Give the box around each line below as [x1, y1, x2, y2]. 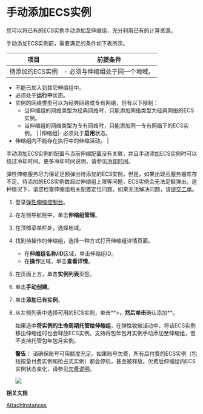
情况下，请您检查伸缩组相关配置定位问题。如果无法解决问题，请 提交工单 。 [11, 185, 198, 193]
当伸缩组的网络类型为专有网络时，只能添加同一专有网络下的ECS [24, 122, 184, 129]
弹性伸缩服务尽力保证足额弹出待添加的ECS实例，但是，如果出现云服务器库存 [6, 170, 198, 178]
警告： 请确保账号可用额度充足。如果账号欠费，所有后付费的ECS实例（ [15, 350, 192, 357]
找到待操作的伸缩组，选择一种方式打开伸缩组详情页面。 [15, 237, 153, 244]
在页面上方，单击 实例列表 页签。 [15, 270, 95, 278]
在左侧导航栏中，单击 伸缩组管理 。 [15, 211, 101, 218]
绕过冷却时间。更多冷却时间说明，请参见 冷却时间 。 [6, 157, 134, 164]
